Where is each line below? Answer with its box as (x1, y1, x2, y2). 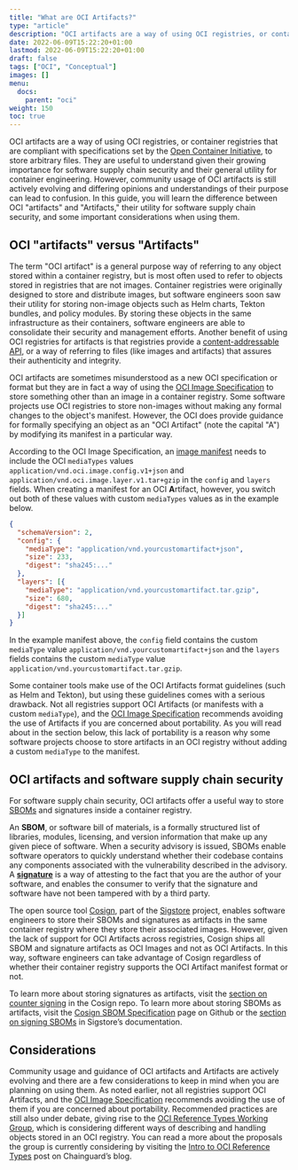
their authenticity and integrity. (9, 355, 122, 365)
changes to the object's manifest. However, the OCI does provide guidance (9, 410, 284, 420)
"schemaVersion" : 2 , (17, 528, 93, 537)
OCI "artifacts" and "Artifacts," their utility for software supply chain (9, 202, 256, 213)
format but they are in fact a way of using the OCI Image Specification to (9, 381, 274, 392)
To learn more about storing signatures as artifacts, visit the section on (9, 988, 268, 999)
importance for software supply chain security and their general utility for (9, 165, 278, 176)
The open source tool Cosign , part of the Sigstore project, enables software (9, 906, 286, 916)
